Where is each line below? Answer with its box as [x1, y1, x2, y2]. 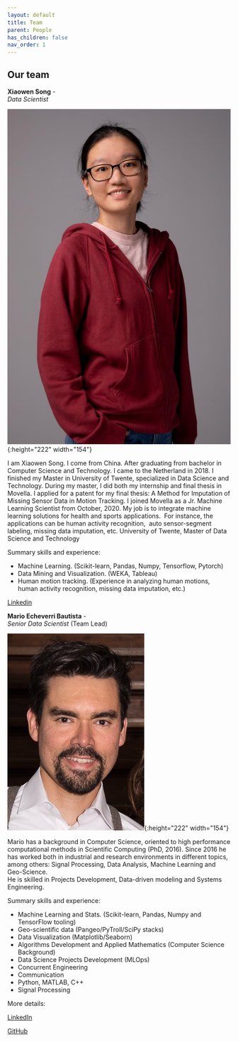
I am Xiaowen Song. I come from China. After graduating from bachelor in [7, 458, 222, 467]
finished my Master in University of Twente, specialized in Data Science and [7, 474, 229, 482]
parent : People [7, 26, 52, 33]
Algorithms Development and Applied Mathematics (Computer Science [17, 940, 225, 948]
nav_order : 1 [7, 41, 46, 49]
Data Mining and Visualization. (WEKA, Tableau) [17, 569, 158, 577]
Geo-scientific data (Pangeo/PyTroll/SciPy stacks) [17, 925, 164, 933]
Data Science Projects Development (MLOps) [17, 955, 150, 964]
